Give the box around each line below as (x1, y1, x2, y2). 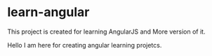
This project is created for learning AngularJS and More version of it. (7, 27, 206, 36)
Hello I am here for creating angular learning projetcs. (7, 41, 162, 49)
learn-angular (7, 4, 90, 20)
